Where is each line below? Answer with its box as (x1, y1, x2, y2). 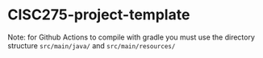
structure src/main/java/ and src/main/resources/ (7, 40, 176, 50)
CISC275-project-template (7, 6, 190, 24)
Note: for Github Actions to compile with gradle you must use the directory (7, 32, 256, 42)
